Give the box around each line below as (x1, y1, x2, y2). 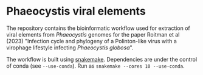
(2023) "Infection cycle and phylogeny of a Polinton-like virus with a (6, 37, 177, 45)
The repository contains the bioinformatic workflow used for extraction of (6, 24, 190, 32)
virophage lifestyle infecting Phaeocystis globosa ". (6, 44, 134, 51)
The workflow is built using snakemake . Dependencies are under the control (6, 55, 198, 63)
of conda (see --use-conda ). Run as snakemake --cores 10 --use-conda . (6, 62, 185, 70)
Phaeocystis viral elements (6, 4, 146, 18)
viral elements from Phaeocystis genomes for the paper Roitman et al (6, 30, 180, 38)
